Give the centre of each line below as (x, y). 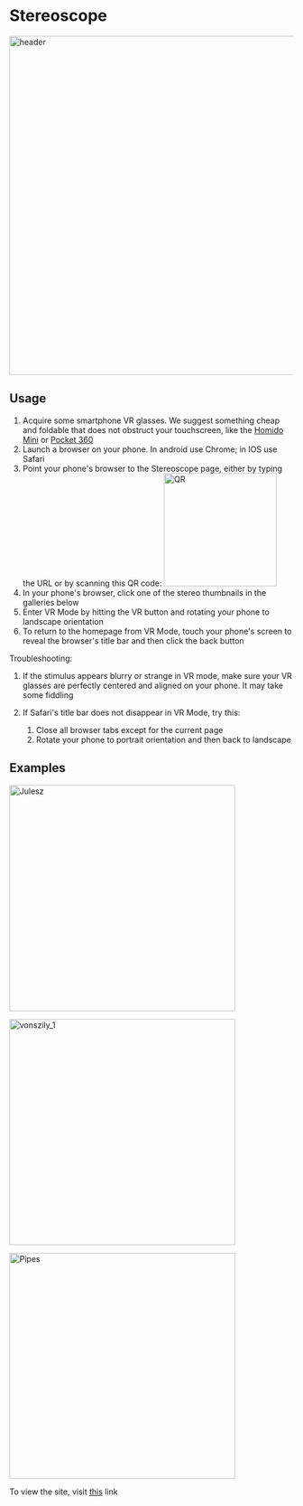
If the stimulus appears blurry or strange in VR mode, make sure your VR (157, 675)
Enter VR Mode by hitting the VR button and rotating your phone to (146, 612)
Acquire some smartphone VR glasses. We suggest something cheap (151, 420)
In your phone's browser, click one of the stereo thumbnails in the (144, 592)
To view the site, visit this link (64, 1492)
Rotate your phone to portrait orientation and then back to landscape (163, 739)
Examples (37, 768)
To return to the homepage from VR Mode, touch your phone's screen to (157, 631)
